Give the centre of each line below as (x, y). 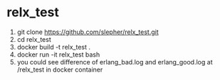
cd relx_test (34, 39)
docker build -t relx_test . (53, 47)
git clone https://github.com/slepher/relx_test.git (88, 32)
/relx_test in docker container (60, 69)
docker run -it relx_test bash (58, 55)
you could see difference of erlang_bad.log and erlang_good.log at (115, 62)
